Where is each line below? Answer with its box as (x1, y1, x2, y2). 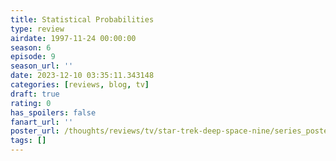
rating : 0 (10, 98, 52, 108)
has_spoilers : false (10, 107, 97, 118)
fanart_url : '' (10, 117, 74, 127)
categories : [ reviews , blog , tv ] (10, 80, 150, 90)
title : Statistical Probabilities (10, 14, 155, 25)
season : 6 (10, 42, 52, 53)
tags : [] (10, 136, 47, 146)
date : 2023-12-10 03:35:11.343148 (10, 71, 155, 81)
